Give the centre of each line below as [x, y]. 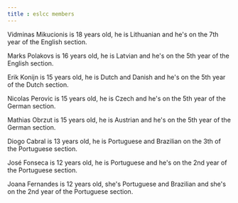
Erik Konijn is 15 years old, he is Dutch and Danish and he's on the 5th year [117, 77]
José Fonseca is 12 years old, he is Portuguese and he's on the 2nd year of [117, 162]
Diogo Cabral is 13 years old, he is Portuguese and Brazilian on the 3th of [114, 141]
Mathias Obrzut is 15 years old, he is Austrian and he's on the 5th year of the [119, 120]
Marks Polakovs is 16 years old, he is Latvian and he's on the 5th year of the [118, 56]
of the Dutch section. [38, 84]
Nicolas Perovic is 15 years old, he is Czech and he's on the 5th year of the [117, 98]
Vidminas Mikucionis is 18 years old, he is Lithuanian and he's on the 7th [113, 34]
